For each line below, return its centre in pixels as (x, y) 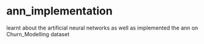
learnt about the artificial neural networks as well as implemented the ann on (102, 28)
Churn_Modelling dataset (38, 34)
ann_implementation (59, 11)
